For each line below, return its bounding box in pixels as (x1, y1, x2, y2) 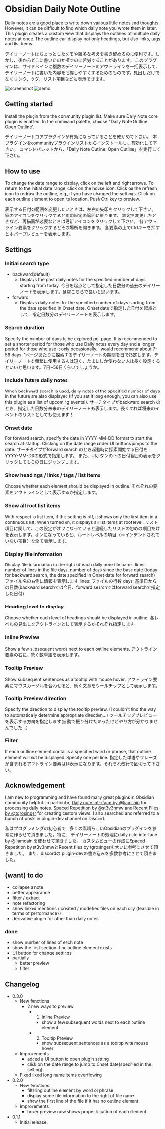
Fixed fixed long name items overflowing (19, 1072, 102, 1078)
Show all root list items (5, 502, 61, 509)
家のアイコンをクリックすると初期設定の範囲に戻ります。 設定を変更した (5, 212, 153, 218)
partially (12, 955, 29, 961)
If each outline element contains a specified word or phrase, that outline (5, 748, 151, 754)
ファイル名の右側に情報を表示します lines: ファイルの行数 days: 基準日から (5, 578, 157, 584)
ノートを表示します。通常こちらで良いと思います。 (19, 289, 123, 295)
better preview (19, 960, 49, 966)
